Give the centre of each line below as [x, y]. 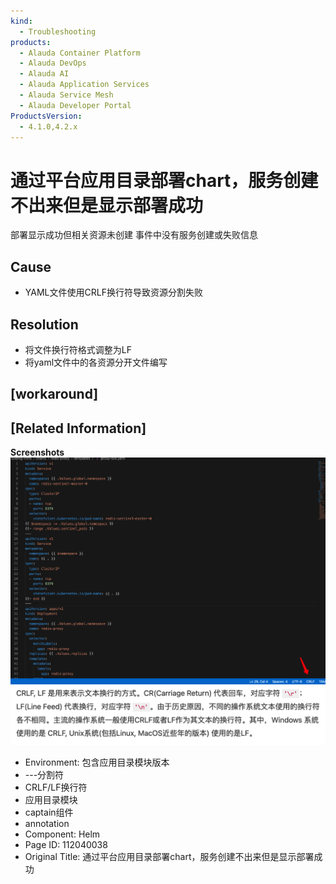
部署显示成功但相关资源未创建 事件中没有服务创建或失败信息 [134, 235]
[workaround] [54, 394]
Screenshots [37, 452]
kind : [21, 21]
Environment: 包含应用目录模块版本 [97, 762]
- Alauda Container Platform [80, 53]
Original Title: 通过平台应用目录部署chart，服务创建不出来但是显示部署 [169, 856]
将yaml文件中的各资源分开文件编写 [96, 362]
